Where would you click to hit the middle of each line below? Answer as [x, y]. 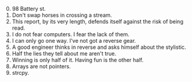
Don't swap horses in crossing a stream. [62, 15]
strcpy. [20, 73]
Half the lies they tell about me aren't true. [64, 53]
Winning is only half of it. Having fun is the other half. [78, 60]
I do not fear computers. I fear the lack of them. [70, 34]
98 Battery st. [29, 9]
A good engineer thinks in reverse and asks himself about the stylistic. [99, 47]
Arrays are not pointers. [41, 66]
